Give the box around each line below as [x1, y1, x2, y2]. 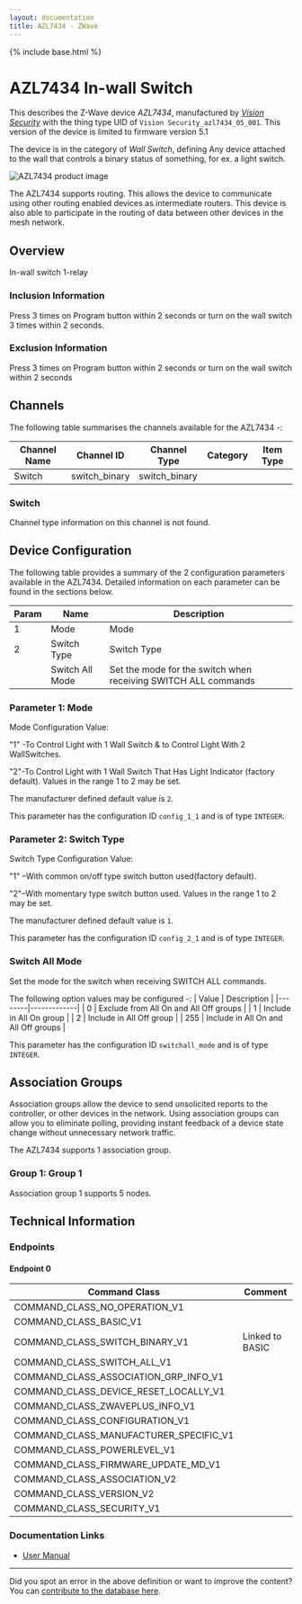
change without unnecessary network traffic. [9, 1127, 176, 1138]
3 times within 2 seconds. [9, 319, 105, 330]
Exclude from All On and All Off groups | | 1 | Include [98, 1002, 291, 1013]
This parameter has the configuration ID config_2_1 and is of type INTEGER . [9, 933, 285, 944]
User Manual [22, 1549, 70, 1561]
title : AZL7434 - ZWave [9, 22, 99, 31]
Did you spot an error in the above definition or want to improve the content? [9, 1575, 293, 1586]
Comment [244, 1286, 288, 1298]
